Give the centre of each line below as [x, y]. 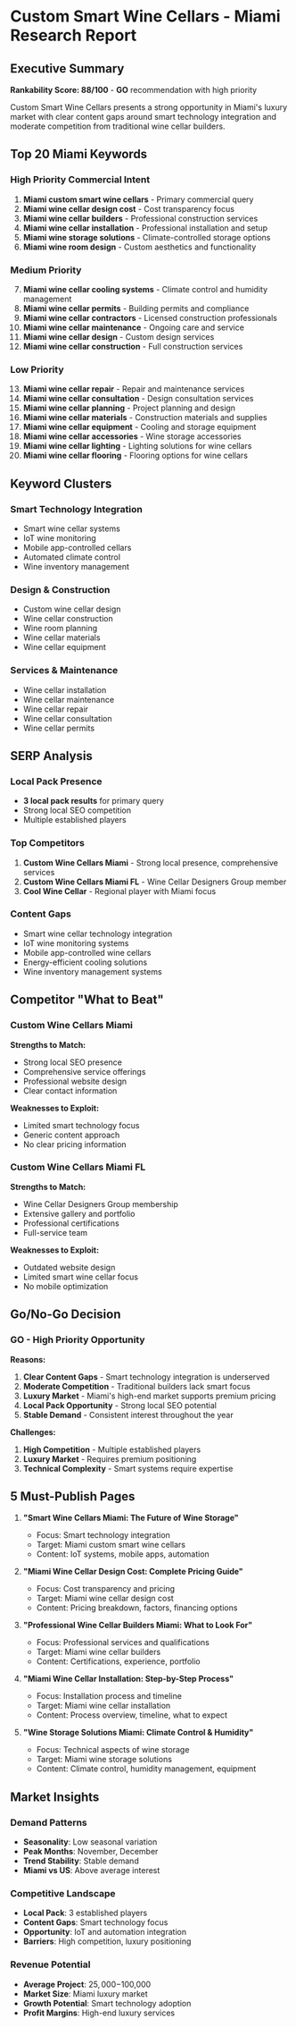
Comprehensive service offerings [84, 1071]
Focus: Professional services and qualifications [123, 1643]
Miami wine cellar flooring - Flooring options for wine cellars [136, 456]
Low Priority [37, 369]
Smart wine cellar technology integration [98, 933]
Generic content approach [71, 1135]
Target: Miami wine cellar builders [99, 1652]
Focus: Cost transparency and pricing [106, 1589]
